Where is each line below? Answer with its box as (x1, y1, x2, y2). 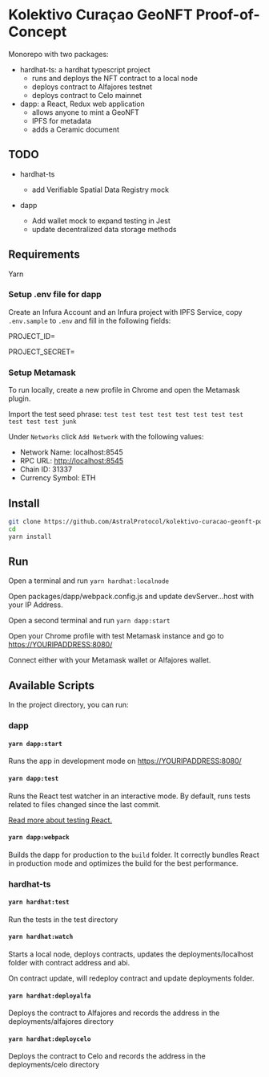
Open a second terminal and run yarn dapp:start (8, 616, 171, 626)
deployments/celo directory (8, 1060, 100, 1070)
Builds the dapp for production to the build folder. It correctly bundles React (8, 850, 260, 859)
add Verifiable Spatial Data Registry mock (31, 185, 170, 194)
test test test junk (8, 418, 78, 426)
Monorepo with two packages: (8, 49, 110, 59)
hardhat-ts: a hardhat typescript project (19, 64, 151, 74)
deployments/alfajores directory (8, 1017, 114, 1026)
